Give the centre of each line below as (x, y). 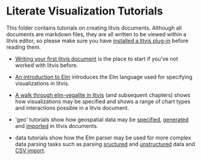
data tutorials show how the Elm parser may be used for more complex (103, 138)
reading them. (24, 47)
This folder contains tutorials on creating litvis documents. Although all (94, 28)
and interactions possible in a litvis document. (72, 107)
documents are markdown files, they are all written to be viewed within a (96, 34)
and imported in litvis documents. (56, 126)
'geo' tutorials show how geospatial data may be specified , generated (102, 120)
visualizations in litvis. (42, 83)
